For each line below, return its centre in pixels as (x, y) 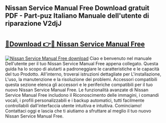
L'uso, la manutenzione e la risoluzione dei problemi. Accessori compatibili (81, 79)
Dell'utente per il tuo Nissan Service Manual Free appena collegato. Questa (82, 63)
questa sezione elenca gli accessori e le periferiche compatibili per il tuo (79, 84)
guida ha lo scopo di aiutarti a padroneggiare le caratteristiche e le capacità (82, 69)
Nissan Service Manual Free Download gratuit (77, 8)
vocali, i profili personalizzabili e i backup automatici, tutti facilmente (75, 100)
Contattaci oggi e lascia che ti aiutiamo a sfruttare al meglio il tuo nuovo (78, 111)
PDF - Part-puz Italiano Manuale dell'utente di (77, 16)
